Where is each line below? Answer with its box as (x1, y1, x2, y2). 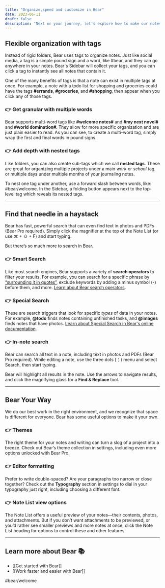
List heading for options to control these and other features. (5, 528, 126, 534)
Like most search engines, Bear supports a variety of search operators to (5, 268, 155, 274)
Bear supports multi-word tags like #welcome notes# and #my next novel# (5, 119, 159, 125)
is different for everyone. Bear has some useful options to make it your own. (5, 414, 159, 420)
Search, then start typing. (5, 362, 57, 368)
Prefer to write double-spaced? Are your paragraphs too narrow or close (5, 476, 152, 481)
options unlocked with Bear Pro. (5, 450, 70, 456)
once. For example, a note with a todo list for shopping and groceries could (5, 83, 157, 89)
